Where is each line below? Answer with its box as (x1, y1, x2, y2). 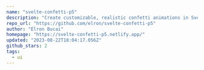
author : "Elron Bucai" (6, 26, 64, 32)
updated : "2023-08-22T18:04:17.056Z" (6, 37, 102, 43)
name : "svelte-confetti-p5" (6, 9, 78, 15)
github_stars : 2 (6, 43, 47, 49)
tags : (6, 49, 20, 55)
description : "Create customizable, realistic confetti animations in (6, 15, 189, 21)
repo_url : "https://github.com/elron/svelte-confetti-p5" (6, 20, 156, 26)
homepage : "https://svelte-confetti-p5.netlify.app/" (6, 32, 146, 38)
